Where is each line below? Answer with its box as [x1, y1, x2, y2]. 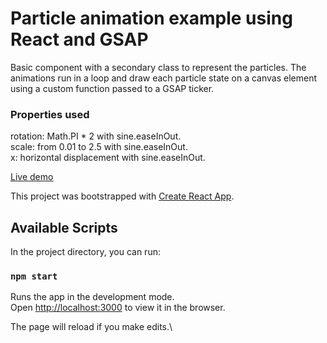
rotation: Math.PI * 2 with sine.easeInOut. [10, 130, 182, 142]
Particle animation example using [10, 7, 293, 30]
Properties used [10, 107, 90, 121]
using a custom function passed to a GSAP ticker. [10, 82, 215, 94]
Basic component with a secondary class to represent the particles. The [10, 61, 307, 73]
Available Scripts [10, 219, 118, 236]
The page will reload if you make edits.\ [10, 321, 173, 333]
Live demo [10, 171, 54, 183]
